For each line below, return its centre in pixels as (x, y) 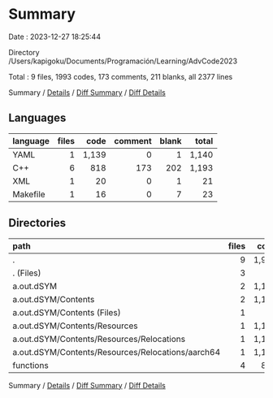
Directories (37, 223)
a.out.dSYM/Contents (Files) (67, 312)
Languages (37, 118)
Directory (24, 52)
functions (30, 365)
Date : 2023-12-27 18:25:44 (55, 37)
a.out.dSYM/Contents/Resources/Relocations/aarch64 (117, 352)
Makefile (29, 194)
